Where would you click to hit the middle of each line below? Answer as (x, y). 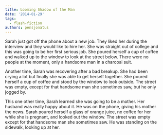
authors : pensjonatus (27, 28)
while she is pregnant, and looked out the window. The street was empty (78, 117)
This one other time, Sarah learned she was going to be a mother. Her (75, 101)
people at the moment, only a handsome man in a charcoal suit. (69, 62)
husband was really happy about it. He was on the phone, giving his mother (81, 107)
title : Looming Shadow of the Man (40, 9)
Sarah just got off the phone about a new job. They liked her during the (76, 41)
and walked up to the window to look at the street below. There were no (77, 57)
